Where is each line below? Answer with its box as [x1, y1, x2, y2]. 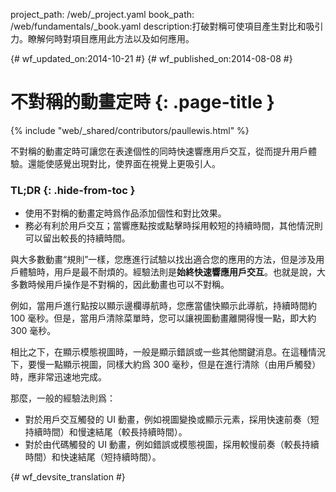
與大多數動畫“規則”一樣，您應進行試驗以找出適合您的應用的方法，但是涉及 [10, 254, 317, 266]
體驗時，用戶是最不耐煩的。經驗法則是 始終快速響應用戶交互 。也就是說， [18, 266, 317, 278]
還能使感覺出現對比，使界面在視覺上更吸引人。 [27, 157, 221, 169]
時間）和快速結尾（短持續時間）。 [24, 451, 162, 463]
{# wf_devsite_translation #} [10, 471, 126, 483]
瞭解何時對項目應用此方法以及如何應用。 [27, 33, 195, 44]
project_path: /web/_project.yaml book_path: [10, 9, 195, 20]
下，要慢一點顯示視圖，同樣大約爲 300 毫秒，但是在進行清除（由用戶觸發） [10, 359, 322, 371]
